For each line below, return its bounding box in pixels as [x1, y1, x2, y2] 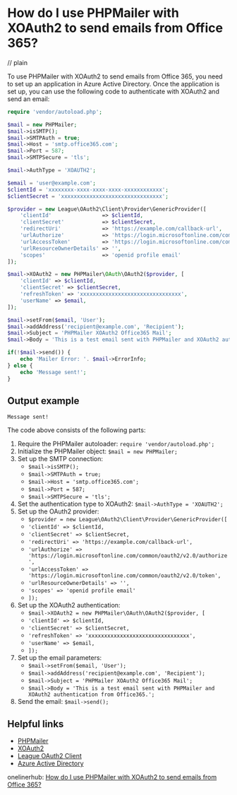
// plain [7, 58, 28, 66]
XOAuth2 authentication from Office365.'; [28, 691, 155, 698]
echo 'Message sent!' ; [20, 369, 87, 376]
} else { [7, 362, 33, 369]
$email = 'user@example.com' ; [7, 179, 97, 187]
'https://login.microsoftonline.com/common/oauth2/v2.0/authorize [28, 552, 228, 559]
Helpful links [7, 718, 64, 730]
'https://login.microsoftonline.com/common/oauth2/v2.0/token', [28, 572, 221, 579]
